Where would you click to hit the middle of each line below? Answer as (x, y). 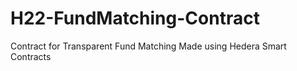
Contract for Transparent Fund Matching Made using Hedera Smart (148, 46)
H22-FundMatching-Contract (135, 18)
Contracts (31, 56)
